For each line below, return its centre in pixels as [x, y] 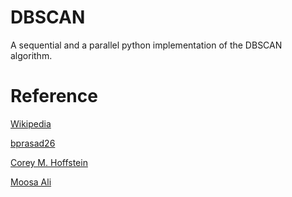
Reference [54, 96]
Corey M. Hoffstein [49, 162]
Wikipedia [31, 123]
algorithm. [31, 55]
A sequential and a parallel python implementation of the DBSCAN [146, 45]
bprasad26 [33, 143]
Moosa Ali [31, 182]
